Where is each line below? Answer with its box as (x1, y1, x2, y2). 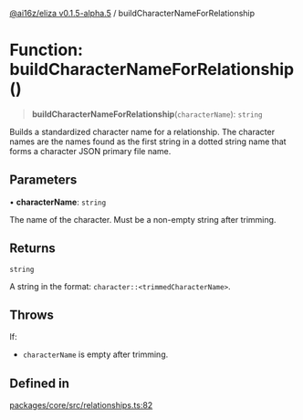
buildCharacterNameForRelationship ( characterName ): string (31, 109, 263, 120)
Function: (9, 40, 84, 60)
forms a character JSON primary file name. (9, 145, 172, 156)
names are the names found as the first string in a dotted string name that (9, 136, 287, 147)
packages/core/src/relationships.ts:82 (9, 400, 153, 411)
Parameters (9, 173, 78, 188)
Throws (9, 307, 55, 322)
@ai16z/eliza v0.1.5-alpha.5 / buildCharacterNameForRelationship (9, 8, 256, 18)
